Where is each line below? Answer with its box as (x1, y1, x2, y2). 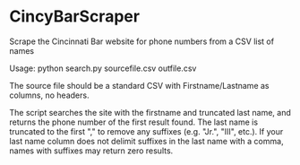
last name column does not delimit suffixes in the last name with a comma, (9, 135, 284, 146)
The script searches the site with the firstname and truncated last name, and (9, 107, 291, 117)
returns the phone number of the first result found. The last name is (9, 117, 258, 127)
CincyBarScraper (9, 6, 141, 27)
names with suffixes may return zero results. (9, 145, 174, 156)
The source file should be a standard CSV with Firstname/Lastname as (9, 80, 270, 91)
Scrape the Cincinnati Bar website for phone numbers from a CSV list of (9, 36, 275, 47)
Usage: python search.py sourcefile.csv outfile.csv (9, 63, 197, 74)
